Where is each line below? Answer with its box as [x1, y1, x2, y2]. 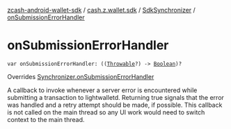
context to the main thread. [7, 115, 85, 123]
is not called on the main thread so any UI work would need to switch [7, 108, 205, 117]
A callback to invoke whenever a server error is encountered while [7, 86, 198, 94]
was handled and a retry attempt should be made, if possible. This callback [7, 101, 223, 109]
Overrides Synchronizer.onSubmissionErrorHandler [7, 72, 154, 80]
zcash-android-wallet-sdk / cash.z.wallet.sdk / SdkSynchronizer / [7, 6, 196, 14]
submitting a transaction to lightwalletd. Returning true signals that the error [7, 93, 225, 101]
